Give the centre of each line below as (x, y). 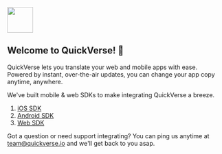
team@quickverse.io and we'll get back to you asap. (81, 143)
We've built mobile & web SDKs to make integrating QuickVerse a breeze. (111, 94)
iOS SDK (29, 108)
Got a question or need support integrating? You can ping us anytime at (108, 136)
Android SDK (35, 115)
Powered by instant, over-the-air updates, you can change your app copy (111, 74)
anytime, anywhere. (35, 81)
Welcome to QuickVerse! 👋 (66, 51)
